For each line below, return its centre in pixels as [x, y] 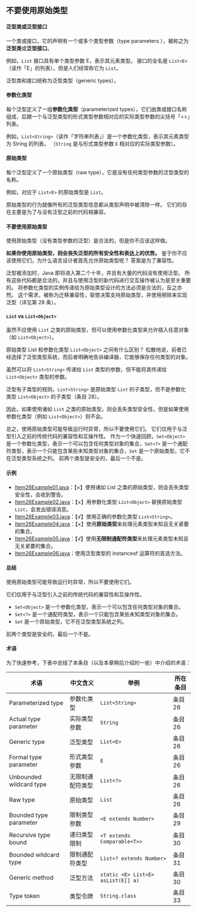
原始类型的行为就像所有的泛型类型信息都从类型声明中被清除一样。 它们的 [94, 205]
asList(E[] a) [120, 881]
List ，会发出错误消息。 [43, 509]
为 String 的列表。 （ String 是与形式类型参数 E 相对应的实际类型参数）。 [92, 143]
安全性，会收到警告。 [40, 494]
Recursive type [30, 835]
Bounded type [28, 815]
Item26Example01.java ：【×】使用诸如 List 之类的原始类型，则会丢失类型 [102, 487]
